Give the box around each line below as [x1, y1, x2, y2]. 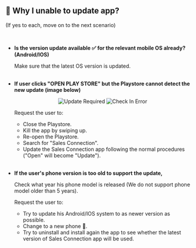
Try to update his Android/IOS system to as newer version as [22, 210, 170, 217]
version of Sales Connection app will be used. [22, 235, 134, 242]
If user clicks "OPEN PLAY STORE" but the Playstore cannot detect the [14, 80, 190, 87]
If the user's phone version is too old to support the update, [14, 169, 163, 177]
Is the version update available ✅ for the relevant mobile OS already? [14, 44, 186, 51]
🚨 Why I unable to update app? [5, 6, 119, 16]
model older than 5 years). [14, 187, 78, 194]
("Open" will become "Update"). [22, 151, 101, 159]
